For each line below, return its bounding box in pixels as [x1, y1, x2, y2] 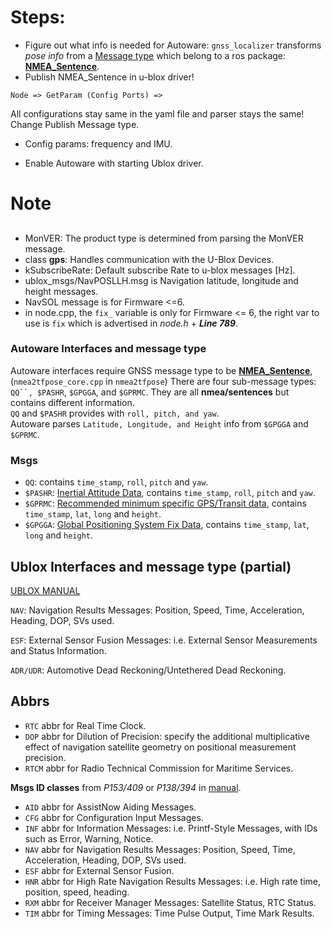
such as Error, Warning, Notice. [24, 832, 154, 845]
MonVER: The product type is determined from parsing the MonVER [24, 232, 304, 244]
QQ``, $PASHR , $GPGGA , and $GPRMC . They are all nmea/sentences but [10, 386, 290, 398]
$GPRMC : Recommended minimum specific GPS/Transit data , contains [24, 497, 307, 510]
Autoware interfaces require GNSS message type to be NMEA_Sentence [10, 364, 311, 376]
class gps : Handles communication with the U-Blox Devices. [24, 253, 275, 265]
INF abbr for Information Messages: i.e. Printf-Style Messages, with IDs [24, 822, 318, 834]
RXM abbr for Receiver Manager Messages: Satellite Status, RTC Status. [24, 896, 317, 908]
